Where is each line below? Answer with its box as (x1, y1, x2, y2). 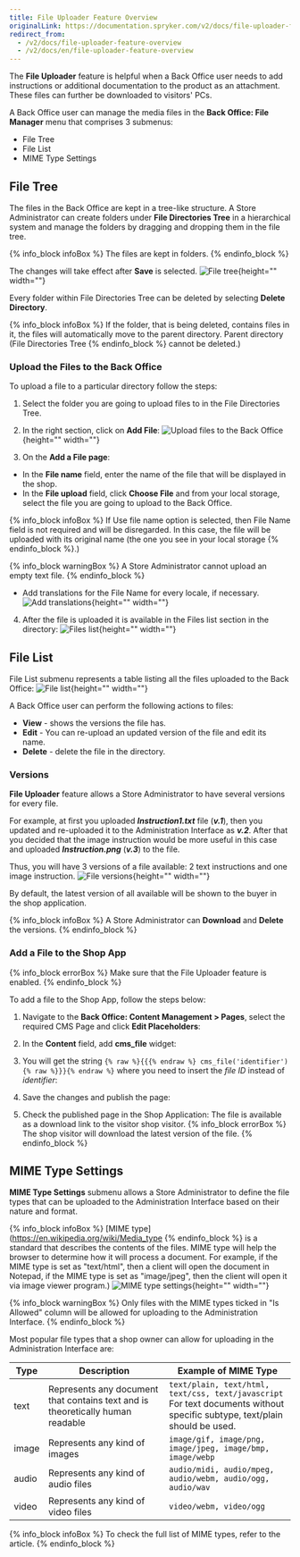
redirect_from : (9, 29, 66, 38)
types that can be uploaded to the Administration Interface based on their (9, 1197, 279, 1208)
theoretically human (48, 1405, 132, 1418)
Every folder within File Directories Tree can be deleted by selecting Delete (9, 292, 286, 303)
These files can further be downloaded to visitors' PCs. (9, 90, 212, 101)
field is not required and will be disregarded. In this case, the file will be (9, 525, 271, 535)
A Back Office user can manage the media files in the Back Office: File (9, 107, 270, 118)
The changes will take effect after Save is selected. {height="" (9, 265, 278, 276)
